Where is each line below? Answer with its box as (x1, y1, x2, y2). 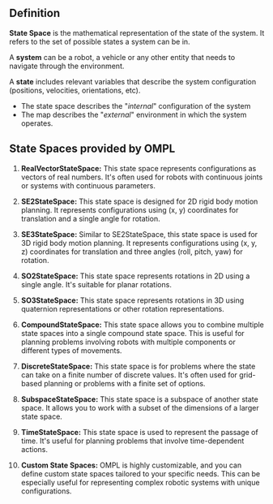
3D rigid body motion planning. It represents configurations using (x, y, (20, 238, 258, 248)
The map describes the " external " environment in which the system (20, 110, 247, 119)
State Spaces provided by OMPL (9, 142, 176, 156)
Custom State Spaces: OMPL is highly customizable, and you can (20, 460, 242, 470)
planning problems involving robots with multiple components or (20, 337, 236, 347)
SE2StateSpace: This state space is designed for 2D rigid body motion (20, 196, 258, 206)
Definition (9, 6, 60, 20)
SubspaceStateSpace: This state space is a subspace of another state (20, 394, 258, 404)
